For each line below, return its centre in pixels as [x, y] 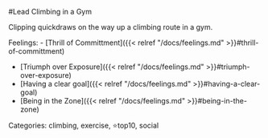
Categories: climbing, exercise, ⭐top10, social [84, 125]
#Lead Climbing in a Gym [50, 12]
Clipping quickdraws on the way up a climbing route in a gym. [111, 27]
